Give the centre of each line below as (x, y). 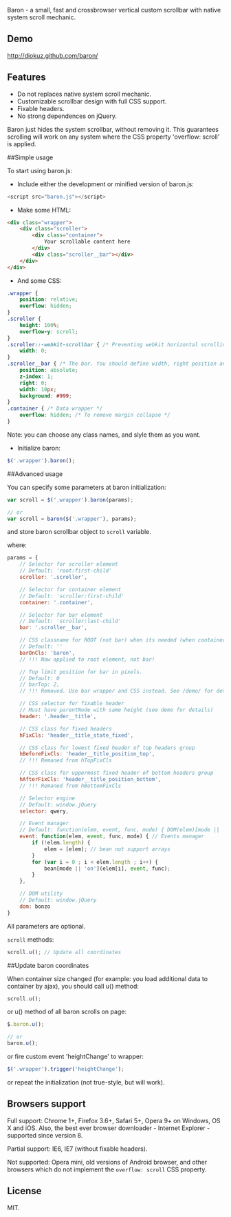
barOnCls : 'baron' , (47, 653)
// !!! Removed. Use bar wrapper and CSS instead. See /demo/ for (117, 691)
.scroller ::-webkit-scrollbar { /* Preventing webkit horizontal (102, 344)
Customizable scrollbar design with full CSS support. (92, 101)
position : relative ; (49, 299)
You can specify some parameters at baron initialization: (87, 487)
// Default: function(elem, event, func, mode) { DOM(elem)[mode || (120, 830)
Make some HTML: (44, 210)
